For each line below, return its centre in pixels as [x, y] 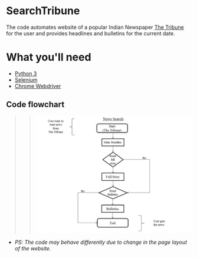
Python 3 [26, 73]
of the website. [33, 248]
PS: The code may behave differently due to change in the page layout [101, 242]
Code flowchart [35, 105]
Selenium [26, 80]
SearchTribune [43, 11]
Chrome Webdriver [38, 86]
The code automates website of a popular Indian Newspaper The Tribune [95, 27]
